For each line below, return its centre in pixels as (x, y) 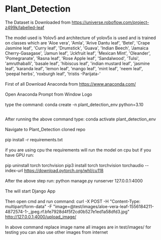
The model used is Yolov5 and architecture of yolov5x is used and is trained (80, 38)
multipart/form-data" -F (29, 206)
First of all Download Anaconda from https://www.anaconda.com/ (71, 84)
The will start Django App (30, 191)
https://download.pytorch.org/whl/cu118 (64, 170)
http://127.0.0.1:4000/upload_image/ (41, 217)
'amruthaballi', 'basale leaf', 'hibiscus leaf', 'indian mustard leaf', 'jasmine (77, 63)
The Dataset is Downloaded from (38, 22)
